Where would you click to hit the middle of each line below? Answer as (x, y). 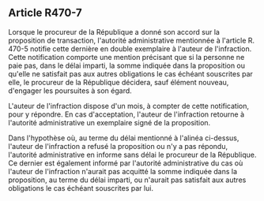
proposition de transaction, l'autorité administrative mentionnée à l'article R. (132, 40)
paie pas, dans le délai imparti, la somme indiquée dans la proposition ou (127, 65)
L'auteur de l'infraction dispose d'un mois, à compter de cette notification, (129, 106)
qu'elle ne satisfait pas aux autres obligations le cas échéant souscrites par (130, 73)
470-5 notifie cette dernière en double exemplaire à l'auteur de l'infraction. (130, 48)
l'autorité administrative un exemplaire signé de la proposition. (109, 122)
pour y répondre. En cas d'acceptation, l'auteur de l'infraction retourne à (126, 114)
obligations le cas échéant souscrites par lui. (81, 188)
